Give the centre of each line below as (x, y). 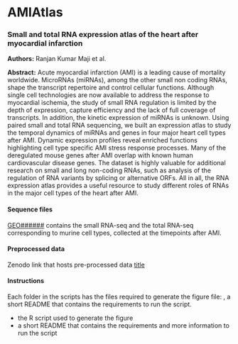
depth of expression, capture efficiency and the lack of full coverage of (112, 110)
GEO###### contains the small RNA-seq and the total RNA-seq (101, 225)
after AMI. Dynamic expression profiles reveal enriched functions (102, 140)
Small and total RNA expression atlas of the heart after (103, 35)
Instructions (26, 281)
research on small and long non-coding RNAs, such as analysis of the (109, 170)
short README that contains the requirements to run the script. (99, 304)
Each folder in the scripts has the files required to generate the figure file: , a (119, 297)
